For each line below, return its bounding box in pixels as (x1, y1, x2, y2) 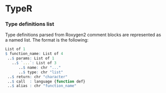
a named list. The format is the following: (5, 37, 88, 43)
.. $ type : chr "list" (18, 70, 64, 75)
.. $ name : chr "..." (18, 65, 61, 70)
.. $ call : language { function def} (7, 79, 85, 84)
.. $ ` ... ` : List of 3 (11, 60, 57, 66)
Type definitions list (5, 21, 55, 28)
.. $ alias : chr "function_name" (7, 84, 77, 89)
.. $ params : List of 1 (7, 56, 55, 61)
